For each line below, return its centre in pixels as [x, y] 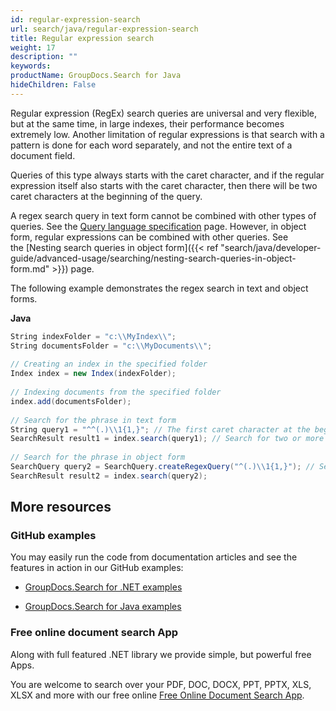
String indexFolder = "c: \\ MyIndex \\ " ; [93, 336]
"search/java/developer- [271, 247]
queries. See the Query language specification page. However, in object [158, 226]
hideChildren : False [53, 85]
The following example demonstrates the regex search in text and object [159, 288]
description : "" [44, 57]
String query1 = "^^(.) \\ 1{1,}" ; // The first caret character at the [160, 429]
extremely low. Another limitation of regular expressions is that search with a [167, 134]
